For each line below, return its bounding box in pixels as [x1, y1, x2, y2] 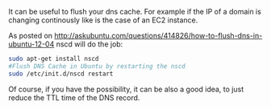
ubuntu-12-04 [8, 39, 55, 49]
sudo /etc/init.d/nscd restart [8, 70, 114, 78]
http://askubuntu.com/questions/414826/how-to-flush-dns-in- [54, 31, 263, 40]
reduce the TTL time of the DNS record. [8, 92, 140, 103]
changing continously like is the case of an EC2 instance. [8, 15, 198, 25]
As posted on [8, 31, 53, 40]
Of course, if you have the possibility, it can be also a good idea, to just [8, 84, 244, 94]
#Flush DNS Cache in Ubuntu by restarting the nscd [8, 62, 186, 71]
